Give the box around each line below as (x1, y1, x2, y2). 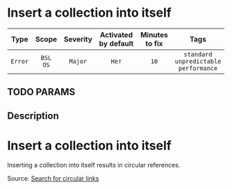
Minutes (140, 30, 169, 40)
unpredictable (174, 57, 222, 65)
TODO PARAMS (7, 86, 76, 98)
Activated (99, 30, 133, 40)
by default (99, 38, 134, 48)
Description (7, 110, 59, 122)
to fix (145, 38, 163, 48)
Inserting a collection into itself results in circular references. (7, 161, 181, 169)
